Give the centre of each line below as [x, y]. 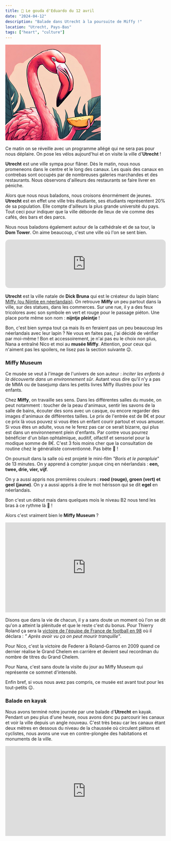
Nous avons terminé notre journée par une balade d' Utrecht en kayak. [79, 711]
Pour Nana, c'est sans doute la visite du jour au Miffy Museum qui [74, 666]
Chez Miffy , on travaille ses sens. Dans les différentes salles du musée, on [83, 400]
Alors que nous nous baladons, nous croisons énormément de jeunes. [79, 195]
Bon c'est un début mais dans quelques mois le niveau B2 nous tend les [81, 500]
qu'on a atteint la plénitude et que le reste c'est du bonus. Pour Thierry [79, 625]
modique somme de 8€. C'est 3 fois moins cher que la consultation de [79, 443]
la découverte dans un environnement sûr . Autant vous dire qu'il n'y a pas [83, 379]
